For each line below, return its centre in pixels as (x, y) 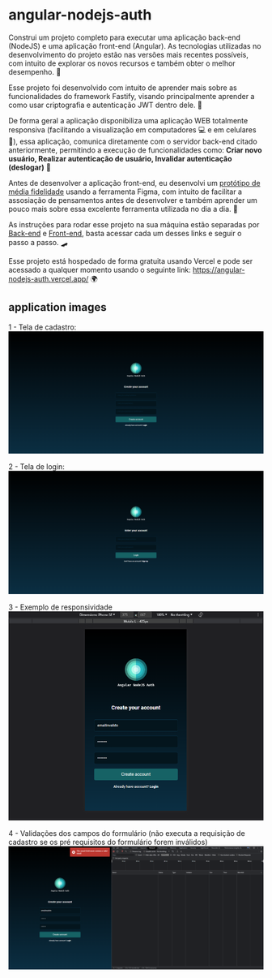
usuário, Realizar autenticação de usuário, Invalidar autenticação (120, 158)
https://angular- (219, 269)
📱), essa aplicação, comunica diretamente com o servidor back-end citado (133, 141)
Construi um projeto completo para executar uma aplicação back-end (125, 37)
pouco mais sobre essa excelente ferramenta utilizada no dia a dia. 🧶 (123, 209)
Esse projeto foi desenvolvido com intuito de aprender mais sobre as (123, 88)
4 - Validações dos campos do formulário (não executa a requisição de (127, 834)
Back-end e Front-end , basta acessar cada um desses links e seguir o (125, 233)
